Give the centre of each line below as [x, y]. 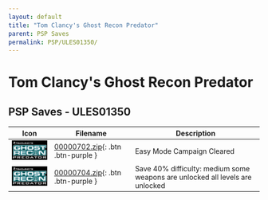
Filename [91, 133]
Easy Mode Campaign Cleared [185, 151]
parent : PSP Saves [39, 33]
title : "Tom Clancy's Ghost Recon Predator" [83, 25]
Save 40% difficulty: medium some [193, 168]
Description [195, 133]
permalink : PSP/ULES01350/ [53, 42]
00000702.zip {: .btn [88, 147]
